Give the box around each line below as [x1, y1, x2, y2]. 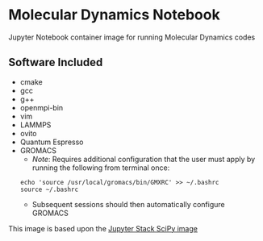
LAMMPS [19, 119, 52, 130]
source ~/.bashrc [19, 185, 79, 193]
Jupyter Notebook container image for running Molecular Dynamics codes [8, 32, 256, 42]
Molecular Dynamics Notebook [8, 6, 220, 24]
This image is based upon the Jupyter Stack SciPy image [8, 223, 198, 233]
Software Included [8, 56, 103, 69]
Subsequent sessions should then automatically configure [31, 199, 225, 209]
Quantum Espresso [19, 137, 84, 147]
